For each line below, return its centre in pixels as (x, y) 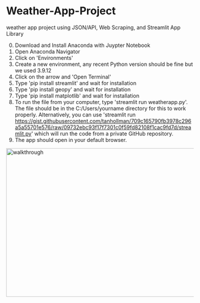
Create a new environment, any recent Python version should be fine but (104, 64)
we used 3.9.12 (33, 70)
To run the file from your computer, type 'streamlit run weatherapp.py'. (101, 102)
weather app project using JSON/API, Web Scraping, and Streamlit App (93, 27)
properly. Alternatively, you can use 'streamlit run (75, 115)
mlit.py (23, 133)
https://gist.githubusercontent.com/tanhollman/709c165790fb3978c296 (103, 121)
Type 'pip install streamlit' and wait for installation (76, 83)
